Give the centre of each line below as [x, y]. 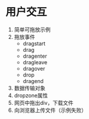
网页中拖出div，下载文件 [44, 103]
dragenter [35, 56]
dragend [33, 81]
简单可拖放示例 [32, 29]
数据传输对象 [29, 88]
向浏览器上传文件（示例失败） [50, 110]
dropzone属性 [31, 95]
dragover [34, 68]
